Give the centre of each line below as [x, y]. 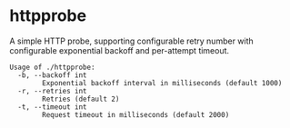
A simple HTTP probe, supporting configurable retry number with [132, 41]
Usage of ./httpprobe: [52, 67]
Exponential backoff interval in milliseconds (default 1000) [162, 83]
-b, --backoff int [53, 75]
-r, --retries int [53, 91]
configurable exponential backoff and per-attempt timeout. [120, 50]
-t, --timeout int [53, 107]
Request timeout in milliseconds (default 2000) [136, 114]
